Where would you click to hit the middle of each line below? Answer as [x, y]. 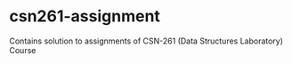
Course [23, 50]
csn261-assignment [85, 16]
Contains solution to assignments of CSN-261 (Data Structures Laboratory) [146, 41]
